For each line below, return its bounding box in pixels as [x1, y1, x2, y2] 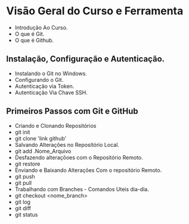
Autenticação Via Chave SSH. [14, 88, 88, 96]
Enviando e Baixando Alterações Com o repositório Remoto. [14, 166, 162, 174]
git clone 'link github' [14, 134, 67, 142]
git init [14, 128, 30, 136]
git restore [14, 160, 41, 167]
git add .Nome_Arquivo [14, 148, 72, 155]
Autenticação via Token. [14, 82, 75, 90]
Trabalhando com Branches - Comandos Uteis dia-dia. [14, 185, 149, 192]
